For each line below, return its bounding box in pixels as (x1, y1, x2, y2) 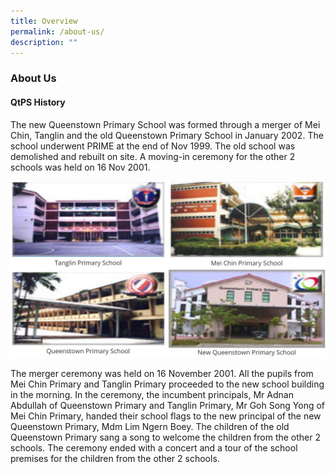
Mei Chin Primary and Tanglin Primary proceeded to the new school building (10, 378, 325, 390)
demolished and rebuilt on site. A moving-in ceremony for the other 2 (10, 150, 296, 162)
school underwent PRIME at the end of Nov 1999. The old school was (10, 140, 296, 152)
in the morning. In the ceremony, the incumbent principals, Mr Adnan (10, 389, 294, 401)
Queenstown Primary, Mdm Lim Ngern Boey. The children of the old (10, 421, 290, 433)
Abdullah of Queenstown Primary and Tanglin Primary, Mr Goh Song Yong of (10, 400, 326, 412)
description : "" (10, 37, 78, 47)
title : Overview (10, 16, 78, 26)
